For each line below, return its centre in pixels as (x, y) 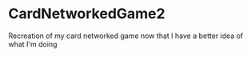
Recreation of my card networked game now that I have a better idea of (126, 36)
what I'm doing (33, 44)
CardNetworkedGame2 (87, 14)
